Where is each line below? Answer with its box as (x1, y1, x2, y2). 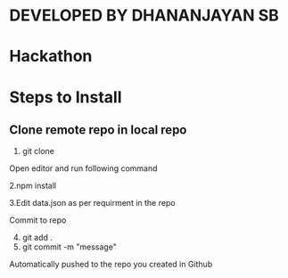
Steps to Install (9, 86, 122, 107)
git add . (21, 233, 53, 243)
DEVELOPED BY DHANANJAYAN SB (9, 5, 279, 26)
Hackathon (9, 46, 93, 67)
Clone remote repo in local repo (9, 122, 187, 137)
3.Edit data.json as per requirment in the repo (9, 198, 176, 208)
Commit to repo (9, 215, 67, 225)
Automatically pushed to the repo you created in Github (9, 259, 213, 270)
